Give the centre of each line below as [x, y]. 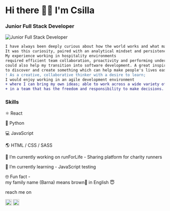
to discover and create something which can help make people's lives [81, 70]
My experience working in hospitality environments [61, 56]
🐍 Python [15, 123]
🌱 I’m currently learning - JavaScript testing [51, 166]
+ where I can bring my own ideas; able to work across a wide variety [82, 84]
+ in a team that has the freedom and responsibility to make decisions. [85, 89]
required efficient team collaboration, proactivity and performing [79, 61]
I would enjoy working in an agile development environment [70, 80]
